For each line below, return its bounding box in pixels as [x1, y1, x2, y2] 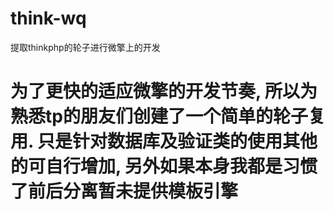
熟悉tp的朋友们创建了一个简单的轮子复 [10, 105, 326, 128]
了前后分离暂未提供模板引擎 [10, 180, 239, 203]
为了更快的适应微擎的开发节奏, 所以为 [10, 80, 318, 103]
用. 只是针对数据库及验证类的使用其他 [10, 130, 318, 153]
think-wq [10, 7, 87, 30]
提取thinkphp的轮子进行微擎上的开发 [10, 41, 161, 53]
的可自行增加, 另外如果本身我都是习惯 [10, 155, 318, 178]
